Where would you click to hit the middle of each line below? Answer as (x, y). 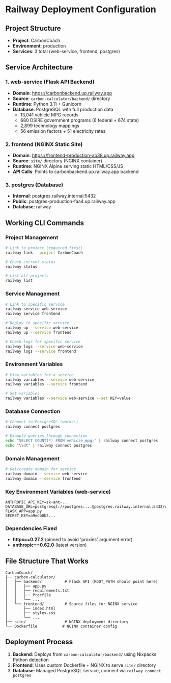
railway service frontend (33, 314)
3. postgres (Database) (34, 185)
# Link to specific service (35, 304)
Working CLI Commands (45, 223)
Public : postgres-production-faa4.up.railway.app (64, 201)
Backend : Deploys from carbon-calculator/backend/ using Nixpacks (84, 654)
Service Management (33, 294)
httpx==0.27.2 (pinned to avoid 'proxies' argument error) (73, 540)
